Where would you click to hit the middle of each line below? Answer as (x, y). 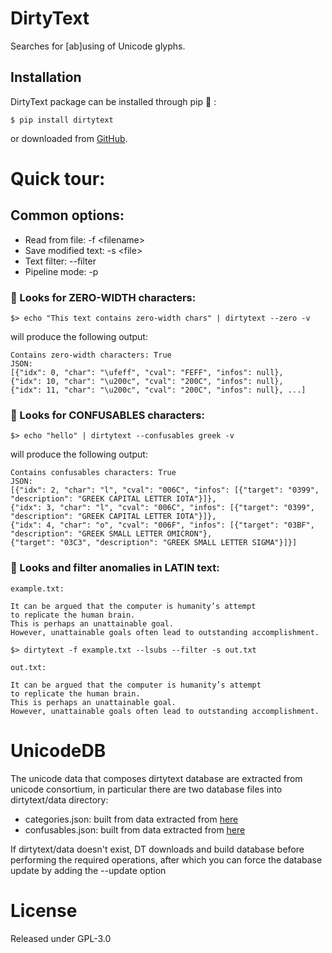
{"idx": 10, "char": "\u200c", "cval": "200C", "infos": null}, (147, 382)
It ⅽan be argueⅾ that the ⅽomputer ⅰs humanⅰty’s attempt (133, 606)
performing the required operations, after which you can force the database (166, 859)
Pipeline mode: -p (61, 271)
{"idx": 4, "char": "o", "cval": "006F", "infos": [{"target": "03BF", (162, 525)
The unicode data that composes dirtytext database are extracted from (156, 778)
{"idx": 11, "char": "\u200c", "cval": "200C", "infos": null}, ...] (158, 390)
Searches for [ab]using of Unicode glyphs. (98, 46)
